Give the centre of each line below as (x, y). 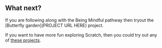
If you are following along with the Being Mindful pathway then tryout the (80, 20)
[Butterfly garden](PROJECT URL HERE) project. (54, 25)
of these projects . (23, 40)
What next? (23, 8)
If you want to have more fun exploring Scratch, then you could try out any (81, 35)
